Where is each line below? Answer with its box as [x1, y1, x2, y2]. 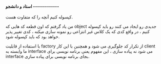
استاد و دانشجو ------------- [5, 3, 59, 9]
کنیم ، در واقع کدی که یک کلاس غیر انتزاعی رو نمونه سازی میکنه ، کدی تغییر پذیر [5, 29, 150, 34]
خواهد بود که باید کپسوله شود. [5, 34, 60, 40]
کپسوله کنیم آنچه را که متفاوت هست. [5, 14, 73, 20]
